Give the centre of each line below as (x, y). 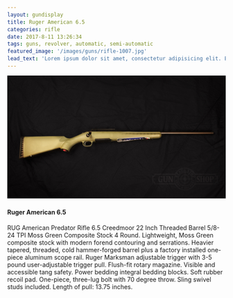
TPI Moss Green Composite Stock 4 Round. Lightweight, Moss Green (115, 235)
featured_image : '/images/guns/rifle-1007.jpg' (77, 51)
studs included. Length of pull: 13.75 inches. (70, 287)
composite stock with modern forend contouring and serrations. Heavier (110, 242)
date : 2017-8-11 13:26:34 (44, 37)
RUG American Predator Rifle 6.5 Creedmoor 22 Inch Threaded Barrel (106, 227)
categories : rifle (34, 29)
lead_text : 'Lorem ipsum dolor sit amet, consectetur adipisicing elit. (114, 59)
